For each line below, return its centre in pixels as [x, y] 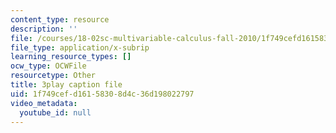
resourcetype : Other [53, 76]
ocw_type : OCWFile [48, 66]
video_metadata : [44, 103]
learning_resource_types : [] [71, 57]
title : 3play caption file [66, 85]
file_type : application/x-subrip [80, 47]
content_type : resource [60, 19]
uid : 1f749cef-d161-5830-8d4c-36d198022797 [102, 94]
